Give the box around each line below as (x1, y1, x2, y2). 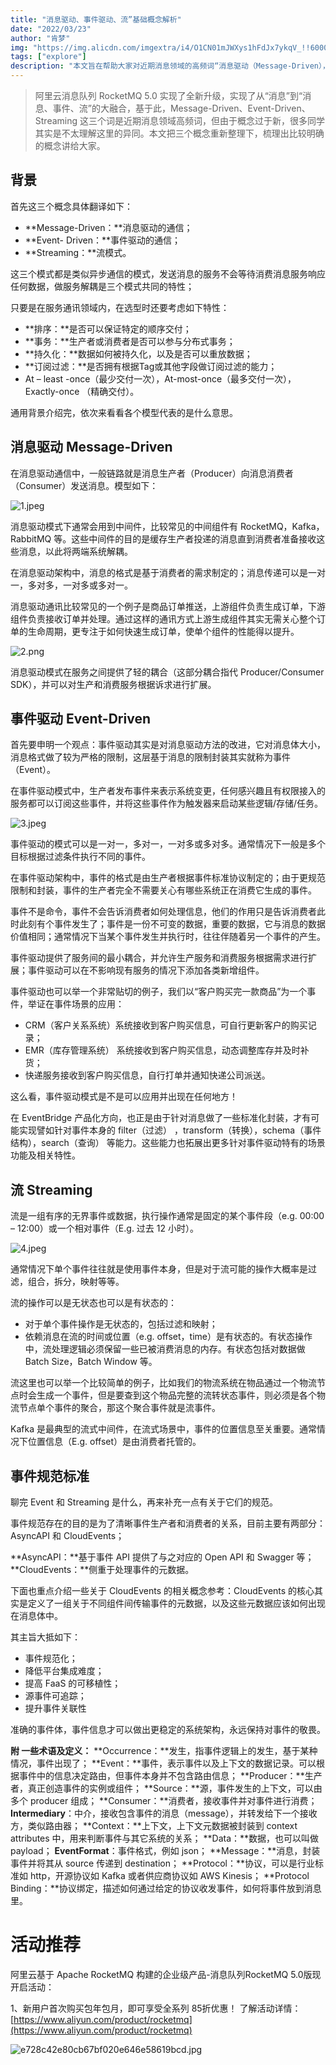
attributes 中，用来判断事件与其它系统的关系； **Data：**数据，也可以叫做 (10, 1832, 320, 1845)
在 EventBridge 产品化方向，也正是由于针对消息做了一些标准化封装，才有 (10, 1112, 312, 1124)
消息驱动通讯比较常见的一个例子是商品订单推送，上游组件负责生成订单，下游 (10, 600, 326, 612)
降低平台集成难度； (24, 1665, 105, 1677)
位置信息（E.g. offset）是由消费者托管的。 (27, 1436, 202, 1448)
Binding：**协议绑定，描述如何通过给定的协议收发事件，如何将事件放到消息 (10, 1882, 322, 1895)
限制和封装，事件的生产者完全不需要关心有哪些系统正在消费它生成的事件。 (10, 884, 317, 896)
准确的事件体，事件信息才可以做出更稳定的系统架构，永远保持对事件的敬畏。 (10, 1724, 326, 1736)
